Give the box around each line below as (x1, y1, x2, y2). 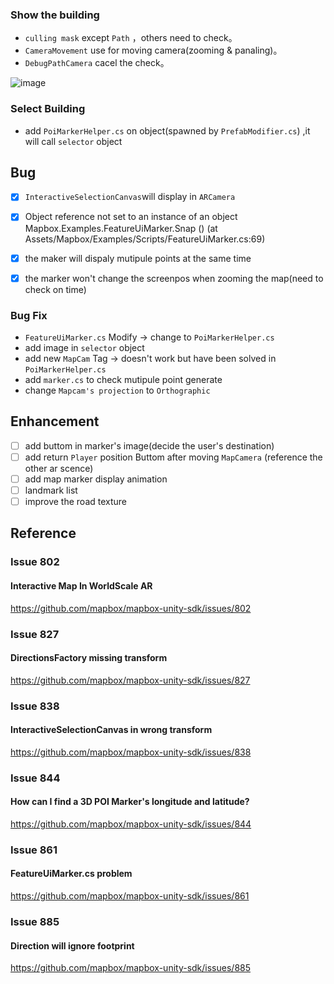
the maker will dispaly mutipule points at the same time (24, 252, 252, 264)
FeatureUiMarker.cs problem (10, 868, 133, 880)
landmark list (24, 484, 78, 496)
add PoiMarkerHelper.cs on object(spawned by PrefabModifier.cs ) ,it (24, 124, 311, 137)
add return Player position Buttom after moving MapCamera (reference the (24, 451, 323, 463)
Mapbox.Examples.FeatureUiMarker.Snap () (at (24, 222, 218, 234)
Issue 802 (10, 555, 60, 569)
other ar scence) (24, 462, 94, 474)
